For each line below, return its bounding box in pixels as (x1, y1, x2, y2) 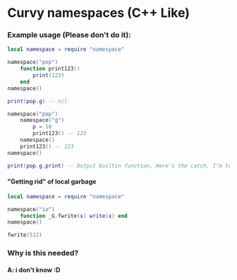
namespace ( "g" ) (20, 117, 65, 124)
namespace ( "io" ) (7, 205, 55, 212)
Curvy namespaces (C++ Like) (7, 5, 190, 21)
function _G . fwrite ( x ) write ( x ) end (20, 212, 128, 219)
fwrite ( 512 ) (7, 231, 42, 238)
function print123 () (20, 65, 80, 72)
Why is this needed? (7, 248, 79, 258)
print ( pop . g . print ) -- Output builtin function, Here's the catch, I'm (7, 162, 222, 170)
